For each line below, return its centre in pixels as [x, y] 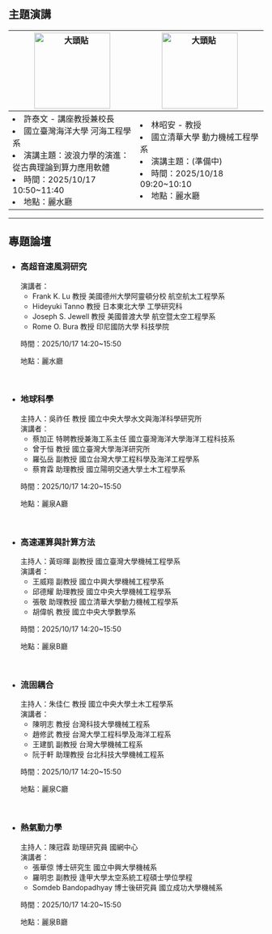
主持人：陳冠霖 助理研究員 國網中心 [79, 847]
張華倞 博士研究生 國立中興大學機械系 [95, 867]
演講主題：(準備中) [187, 161]
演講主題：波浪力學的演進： [76, 155]
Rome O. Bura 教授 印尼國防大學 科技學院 [101, 326]
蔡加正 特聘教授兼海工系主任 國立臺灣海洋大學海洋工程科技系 [134, 439]
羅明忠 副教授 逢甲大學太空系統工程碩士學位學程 [112, 877]
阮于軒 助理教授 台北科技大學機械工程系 [98, 754]
